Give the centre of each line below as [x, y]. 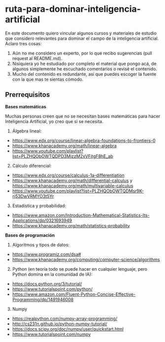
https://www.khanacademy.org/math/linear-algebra [64, 146]
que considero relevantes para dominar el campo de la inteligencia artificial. [82, 38]
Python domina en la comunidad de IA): [52, 274]
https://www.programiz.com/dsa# [47, 254]
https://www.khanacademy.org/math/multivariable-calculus [73, 186]
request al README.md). [37, 58]
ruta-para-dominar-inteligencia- [73, 9]
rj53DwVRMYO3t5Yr [33, 196]
